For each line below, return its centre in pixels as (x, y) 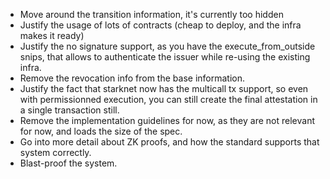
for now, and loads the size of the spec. (101, 131)
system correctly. (55, 152)
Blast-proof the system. (68, 163)
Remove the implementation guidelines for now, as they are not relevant (167, 120)
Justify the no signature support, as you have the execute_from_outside (167, 46)
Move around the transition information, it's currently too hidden (151, 14)
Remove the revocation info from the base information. (132, 78)
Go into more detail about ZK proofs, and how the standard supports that (169, 142)
